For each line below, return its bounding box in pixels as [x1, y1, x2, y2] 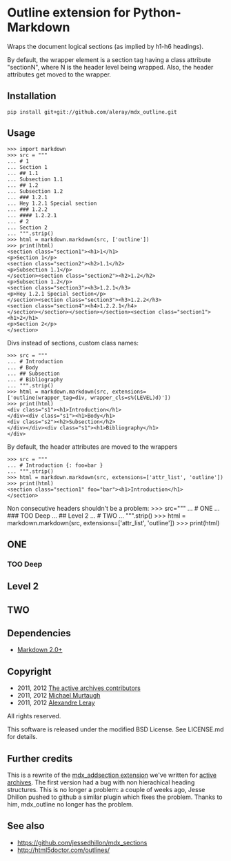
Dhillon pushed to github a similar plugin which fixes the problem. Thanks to [7, 793, 223, 801]
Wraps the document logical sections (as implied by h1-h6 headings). [7, 42, 203, 50]
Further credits [7, 753, 73, 764]
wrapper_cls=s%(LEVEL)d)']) [90, 394, 171, 401]
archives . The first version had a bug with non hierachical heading [7, 778, 195, 787]
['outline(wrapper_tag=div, [7, 394, 88, 401]
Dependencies [7, 627, 71, 639]
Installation [7, 90, 57, 102]
